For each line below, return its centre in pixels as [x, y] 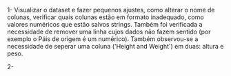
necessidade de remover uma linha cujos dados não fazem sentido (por [109, 31]
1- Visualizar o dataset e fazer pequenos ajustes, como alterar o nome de [111, 10]
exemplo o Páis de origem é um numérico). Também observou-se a [103, 39]
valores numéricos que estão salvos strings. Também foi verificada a [105, 24]
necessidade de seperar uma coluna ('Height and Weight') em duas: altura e [115, 46]
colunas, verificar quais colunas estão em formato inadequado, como [106, 17]
